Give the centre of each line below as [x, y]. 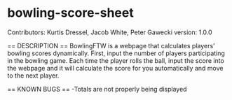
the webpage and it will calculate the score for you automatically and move [115, 68]
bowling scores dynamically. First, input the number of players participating [116, 53]
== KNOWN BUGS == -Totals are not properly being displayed [97, 89]
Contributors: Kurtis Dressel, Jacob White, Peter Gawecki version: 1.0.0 [110, 32]
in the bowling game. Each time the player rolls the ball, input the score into [116, 60]
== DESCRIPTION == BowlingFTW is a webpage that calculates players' [111, 45]
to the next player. [33, 76]
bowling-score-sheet [71, 13]
